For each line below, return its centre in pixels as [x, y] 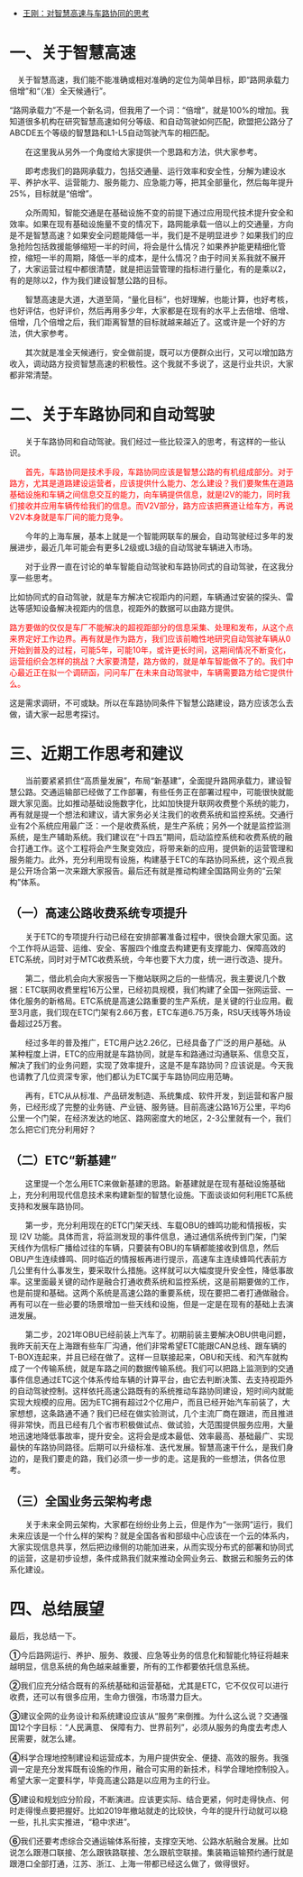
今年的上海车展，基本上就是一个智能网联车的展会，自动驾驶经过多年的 [155, 536]
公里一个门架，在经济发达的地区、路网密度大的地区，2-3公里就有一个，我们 [150, 1118]
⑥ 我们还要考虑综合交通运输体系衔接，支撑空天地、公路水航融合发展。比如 [149, 1841]
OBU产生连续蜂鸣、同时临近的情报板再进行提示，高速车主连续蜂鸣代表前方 [148, 1259]
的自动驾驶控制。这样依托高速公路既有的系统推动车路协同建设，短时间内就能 [151, 1391]
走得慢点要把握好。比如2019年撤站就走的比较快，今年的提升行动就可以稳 [152, 1811]
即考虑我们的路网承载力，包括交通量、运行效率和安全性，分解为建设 [151, 170]
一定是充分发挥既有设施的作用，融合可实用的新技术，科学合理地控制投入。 [155, 1769]
